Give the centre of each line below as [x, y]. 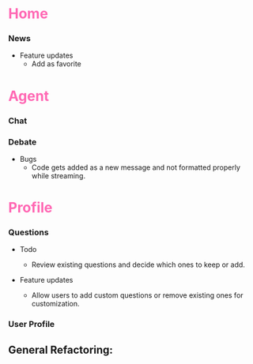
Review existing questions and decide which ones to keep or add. [138, 265]
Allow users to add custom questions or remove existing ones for [137, 295]
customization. [56, 304]
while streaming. [58, 175]
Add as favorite [56, 64]
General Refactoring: [60, 349]
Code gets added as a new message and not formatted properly [136, 167]
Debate [23, 141]
